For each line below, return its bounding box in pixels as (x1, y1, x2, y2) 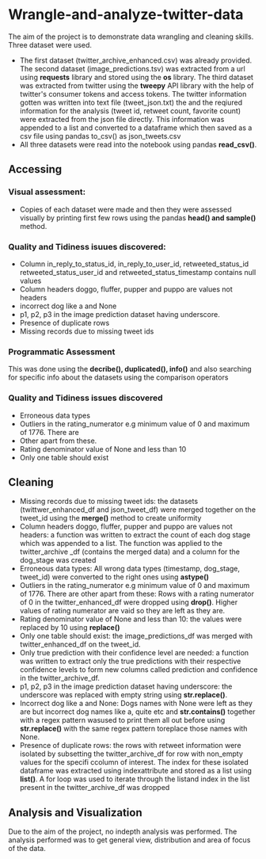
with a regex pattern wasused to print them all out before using (19, 716, 226, 725)
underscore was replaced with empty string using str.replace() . (19, 690, 228, 700)
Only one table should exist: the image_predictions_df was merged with (19, 632, 253, 641)
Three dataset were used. (8, 40, 93, 49)
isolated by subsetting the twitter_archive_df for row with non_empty (19, 749, 244, 758)
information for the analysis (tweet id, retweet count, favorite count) (19, 105, 241, 116)
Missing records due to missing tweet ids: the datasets (19, 497, 199, 506)
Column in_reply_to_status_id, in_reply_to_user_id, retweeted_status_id (19, 259, 249, 269)
